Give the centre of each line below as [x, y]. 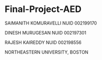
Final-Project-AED [43, 9]
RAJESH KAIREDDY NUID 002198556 [43, 42]
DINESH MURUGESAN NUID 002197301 [45, 32]
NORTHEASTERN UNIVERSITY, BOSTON [46, 52]
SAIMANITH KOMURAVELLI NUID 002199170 [51, 23]
